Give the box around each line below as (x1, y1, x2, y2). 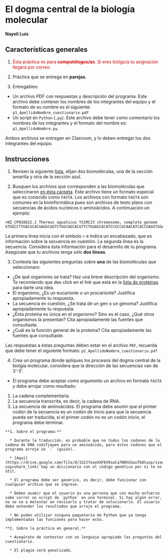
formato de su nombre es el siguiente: (12, 104, 91, 110)
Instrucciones (5, 155, 49, 164)
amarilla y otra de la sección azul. (12, 173, 81, 179)
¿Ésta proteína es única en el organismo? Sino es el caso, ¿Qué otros (12, 311, 154, 317)
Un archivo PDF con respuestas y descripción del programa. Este (12, 93, 147, 99)
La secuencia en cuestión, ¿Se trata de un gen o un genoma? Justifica (12, 300, 157, 306)
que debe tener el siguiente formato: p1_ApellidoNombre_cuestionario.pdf (5, 348, 158, 354)
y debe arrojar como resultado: (12, 383, 76, 389)
